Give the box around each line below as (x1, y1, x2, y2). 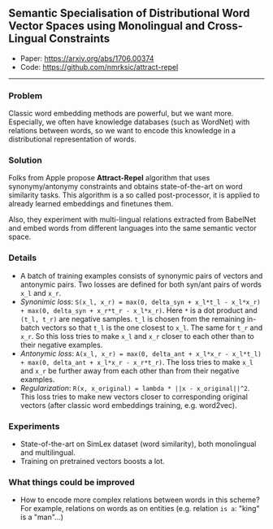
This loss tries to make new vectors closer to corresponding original (19, 392, 248, 401)
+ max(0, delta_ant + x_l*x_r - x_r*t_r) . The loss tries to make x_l (19, 357, 253, 366)
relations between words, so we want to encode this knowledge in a (8, 126, 236, 136)
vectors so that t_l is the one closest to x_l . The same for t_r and (41, 323, 263, 332)
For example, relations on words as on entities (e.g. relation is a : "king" (19, 504, 260, 514)
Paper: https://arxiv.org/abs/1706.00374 (19, 53, 154, 63)
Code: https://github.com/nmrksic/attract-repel (19, 62, 179, 72)
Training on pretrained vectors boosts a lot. (19, 457, 165, 466)
